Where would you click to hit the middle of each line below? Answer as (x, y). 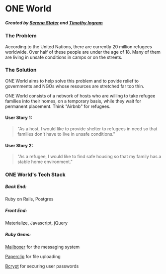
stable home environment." (45, 162)
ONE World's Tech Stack (35, 175)
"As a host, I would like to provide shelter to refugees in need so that (87, 129)
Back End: (16, 186)
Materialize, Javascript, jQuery (37, 223)
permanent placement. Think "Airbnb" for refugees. (58, 106)
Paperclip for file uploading (33, 257)
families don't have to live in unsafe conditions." (66, 134)
